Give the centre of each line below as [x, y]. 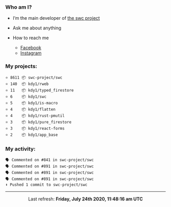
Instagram [31, 53]
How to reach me [31, 38]
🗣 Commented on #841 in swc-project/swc [50, 160]
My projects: [21, 66]
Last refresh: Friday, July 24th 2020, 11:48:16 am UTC [85, 199]
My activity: [20, 149]
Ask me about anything [37, 28]
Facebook [31, 48]
